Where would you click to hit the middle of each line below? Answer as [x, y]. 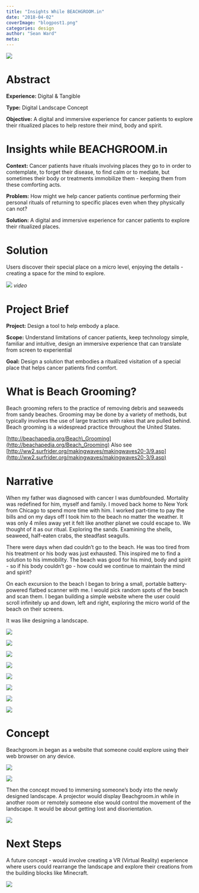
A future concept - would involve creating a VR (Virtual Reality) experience [97, 860]
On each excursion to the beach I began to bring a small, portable [86, 583]
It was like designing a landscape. [47, 620]
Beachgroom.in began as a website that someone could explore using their [97, 750]
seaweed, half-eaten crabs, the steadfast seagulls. [68, 535]
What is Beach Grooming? [71, 391]
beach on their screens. [35, 609]
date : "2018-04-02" [30, 17]
